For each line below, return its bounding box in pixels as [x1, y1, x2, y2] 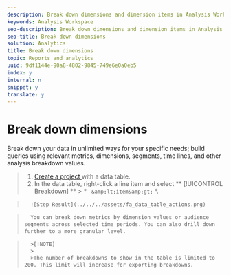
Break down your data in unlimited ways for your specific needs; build [7, 145, 205, 153]
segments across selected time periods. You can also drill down [23, 221, 215, 228]
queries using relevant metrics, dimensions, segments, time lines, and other [7, 152, 221, 160]
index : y [7, 69, 32, 76]
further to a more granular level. [23, 228, 126, 235]
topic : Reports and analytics [7, 55, 94, 62]
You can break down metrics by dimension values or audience [30, 214, 210, 221]
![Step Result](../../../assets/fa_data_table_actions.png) [30, 201, 206, 208]
